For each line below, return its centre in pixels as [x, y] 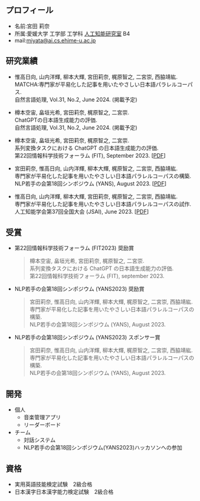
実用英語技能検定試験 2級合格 [53, 484]
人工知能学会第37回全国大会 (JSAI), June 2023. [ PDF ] [82, 211]
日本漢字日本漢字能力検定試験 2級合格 [64, 492]
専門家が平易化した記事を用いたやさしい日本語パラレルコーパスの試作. [103, 204]
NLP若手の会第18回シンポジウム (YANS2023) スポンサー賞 [87, 337]
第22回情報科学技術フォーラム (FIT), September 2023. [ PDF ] [90, 155]
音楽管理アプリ [42, 417]
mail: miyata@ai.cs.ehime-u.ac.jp [55, 40]
